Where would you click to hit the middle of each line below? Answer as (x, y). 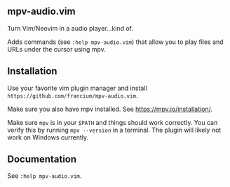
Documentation (42, 159)
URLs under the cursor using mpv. (57, 49)
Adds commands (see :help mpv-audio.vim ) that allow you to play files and (115, 42)
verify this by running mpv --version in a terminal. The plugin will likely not (114, 130)
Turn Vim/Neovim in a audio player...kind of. (70, 28)
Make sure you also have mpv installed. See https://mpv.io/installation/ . (110, 109)
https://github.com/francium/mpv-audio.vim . (73, 95)
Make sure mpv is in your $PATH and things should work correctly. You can (113, 122)
